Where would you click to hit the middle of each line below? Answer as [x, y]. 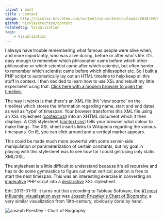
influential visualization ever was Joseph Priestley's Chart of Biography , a [78, 196]
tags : [10, 32]
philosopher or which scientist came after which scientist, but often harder [79, 65]
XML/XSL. [15, 156]
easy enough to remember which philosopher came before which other [76, 61]
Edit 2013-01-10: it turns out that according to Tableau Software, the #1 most [81, 191]
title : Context [21, 14]
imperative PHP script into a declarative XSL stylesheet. [61, 181]
